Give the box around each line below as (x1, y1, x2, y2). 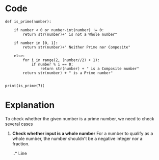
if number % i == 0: (31, 62, 74, 67)
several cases (5, 121, 33, 127)
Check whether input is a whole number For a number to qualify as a (12, 130, 153, 136)
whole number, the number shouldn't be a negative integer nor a (12, 136, 143, 141)
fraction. (12, 140, 29, 147)
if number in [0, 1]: (14, 40, 58, 46)
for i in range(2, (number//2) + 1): (23, 57, 100, 63)
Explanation (5, 100, 55, 111)
